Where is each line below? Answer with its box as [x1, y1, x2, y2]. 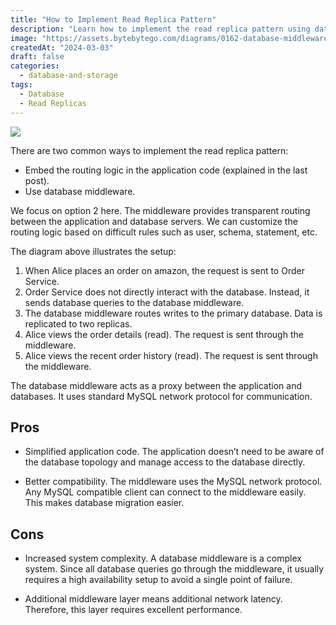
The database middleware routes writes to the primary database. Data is [24, 307, 323, 319]
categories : [10, 61, 60, 71]
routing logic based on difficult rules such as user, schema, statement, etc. [10, 226, 318, 238]
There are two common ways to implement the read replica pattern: [10, 144, 289, 156]
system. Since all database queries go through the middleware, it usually [24, 563, 325, 575]
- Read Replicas [19, 98, 87, 108]
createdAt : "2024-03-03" [10, 42, 114, 53]
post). [24, 174, 50, 186]
